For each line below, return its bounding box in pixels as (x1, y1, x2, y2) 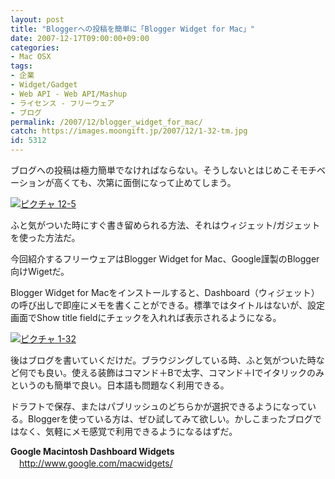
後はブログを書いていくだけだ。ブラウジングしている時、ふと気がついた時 (10, 354, 317, 366)
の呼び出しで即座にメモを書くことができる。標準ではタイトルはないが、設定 (10, 299, 326, 311)
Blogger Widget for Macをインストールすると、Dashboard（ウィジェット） (10, 287, 320, 298)
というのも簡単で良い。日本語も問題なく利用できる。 (10, 379, 230, 391)
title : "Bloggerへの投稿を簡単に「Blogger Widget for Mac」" (10, 24, 255, 34)
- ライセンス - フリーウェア (10, 98, 115, 108)
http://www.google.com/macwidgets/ (19, 457, 173, 469)
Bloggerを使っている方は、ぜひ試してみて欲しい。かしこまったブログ (27, 413, 313, 425)
